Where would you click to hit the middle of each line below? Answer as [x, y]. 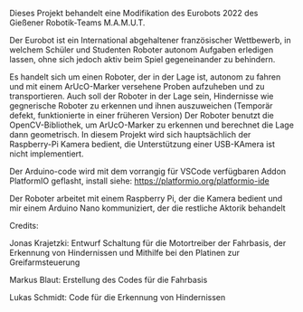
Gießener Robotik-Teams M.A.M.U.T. [77, 23]
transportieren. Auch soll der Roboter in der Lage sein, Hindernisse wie [142, 96]
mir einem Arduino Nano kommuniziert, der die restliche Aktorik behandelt [148, 208]
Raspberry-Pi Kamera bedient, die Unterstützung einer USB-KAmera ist [142, 144]
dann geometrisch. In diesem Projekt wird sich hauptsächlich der [130, 134]
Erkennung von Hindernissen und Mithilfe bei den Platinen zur [125, 253]
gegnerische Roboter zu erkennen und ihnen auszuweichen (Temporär [141, 106]
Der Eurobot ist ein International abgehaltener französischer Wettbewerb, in [150, 40]
